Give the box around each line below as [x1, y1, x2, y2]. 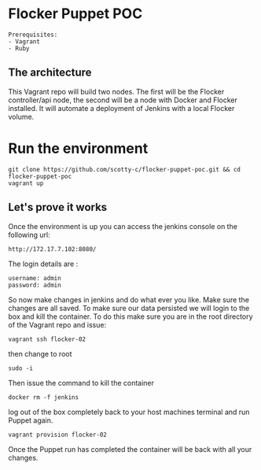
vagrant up [8, 179, 44, 187]
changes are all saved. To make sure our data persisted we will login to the [8, 303, 250, 313]
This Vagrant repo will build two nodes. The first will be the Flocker [8, 87, 225, 96]
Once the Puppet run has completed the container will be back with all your [8, 444, 252, 453]
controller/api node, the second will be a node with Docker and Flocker [8, 95, 238, 105]
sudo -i [8, 364, 34, 372]
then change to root [8, 349, 72, 358]
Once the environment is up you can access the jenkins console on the [8, 221, 238, 231]
